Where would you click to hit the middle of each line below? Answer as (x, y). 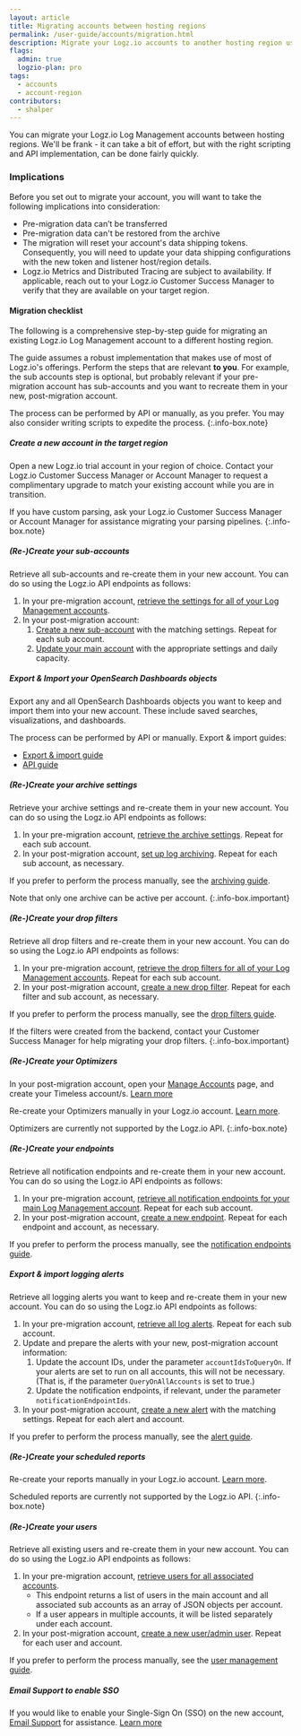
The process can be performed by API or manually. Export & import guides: (148, 737)
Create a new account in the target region (89, 443)
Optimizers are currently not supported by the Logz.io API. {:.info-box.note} (149, 1128)
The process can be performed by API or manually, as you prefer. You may (147, 412)
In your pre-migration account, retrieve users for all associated (138, 1576)
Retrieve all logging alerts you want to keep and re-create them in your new (148, 1297)
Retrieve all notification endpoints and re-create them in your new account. (148, 1171)
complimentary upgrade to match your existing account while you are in (142, 484)
